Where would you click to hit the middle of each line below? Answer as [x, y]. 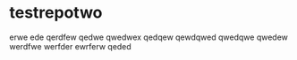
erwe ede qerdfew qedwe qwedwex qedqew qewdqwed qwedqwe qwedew [149, 37]
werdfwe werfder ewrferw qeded [70, 46]
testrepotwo [56, 13]
